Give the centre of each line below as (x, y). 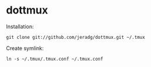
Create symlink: (25, 48)
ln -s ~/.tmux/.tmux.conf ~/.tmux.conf (55, 59)
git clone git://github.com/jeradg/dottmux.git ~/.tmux (75, 37)
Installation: (20, 26)
